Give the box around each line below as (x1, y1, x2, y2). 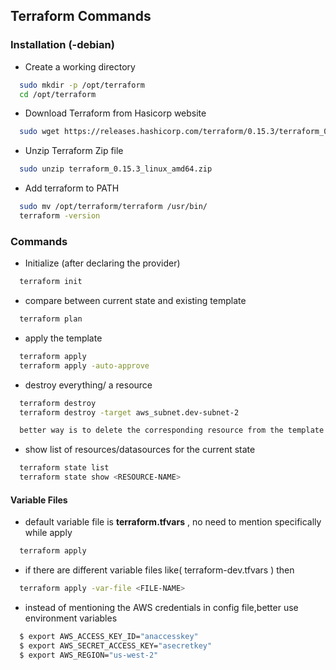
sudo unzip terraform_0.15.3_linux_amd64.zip (19, 164, 213, 174)
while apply (24, 527, 73, 539)
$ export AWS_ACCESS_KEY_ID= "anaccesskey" (19, 632, 199, 642)
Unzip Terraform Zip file (24, 145, 124, 157)
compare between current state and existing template (24, 295, 247, 307)
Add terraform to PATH (24, 182, 120, 194)
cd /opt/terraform (19, 89, 97, 99)
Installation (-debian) (10, 38, 115, 52)
